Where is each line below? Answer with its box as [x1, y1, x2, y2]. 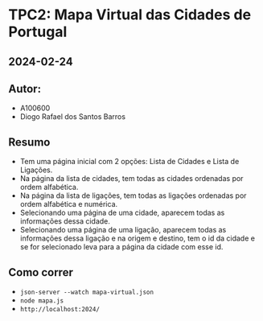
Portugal [8, 23, 68, 41]
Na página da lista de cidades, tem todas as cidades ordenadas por [19, 174, 244, 183]
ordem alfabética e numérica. [19, 200, 118, 209]
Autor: [8, 82, 42, 96]
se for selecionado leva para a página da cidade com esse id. [19, 242, 224, 252]
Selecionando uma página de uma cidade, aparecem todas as [19, 208, 225, 218]
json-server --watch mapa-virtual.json [19, 288, 154, 297]
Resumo [8, 135, 51, 149]
